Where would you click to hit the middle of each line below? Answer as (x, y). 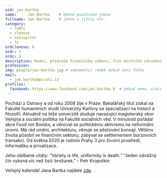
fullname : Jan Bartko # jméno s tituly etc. (56, 19)
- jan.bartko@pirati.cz (34, 79)
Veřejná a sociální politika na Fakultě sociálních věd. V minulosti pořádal (79, 119)
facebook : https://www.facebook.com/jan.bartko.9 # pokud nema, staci (86, 89)
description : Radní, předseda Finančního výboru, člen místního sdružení (84, 61)
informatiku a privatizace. (31, 145)
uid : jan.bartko (22, 10)
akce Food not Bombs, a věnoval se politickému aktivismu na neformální (79, 124)
